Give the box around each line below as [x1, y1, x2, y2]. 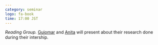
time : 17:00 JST [5, 16, 38, 21]
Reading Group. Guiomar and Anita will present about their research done [5, 30, 153, 35]
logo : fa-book [5, 12, 34, 16]
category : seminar [5, 7, 43, 12]
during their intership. [5, 34, 49, 40]
